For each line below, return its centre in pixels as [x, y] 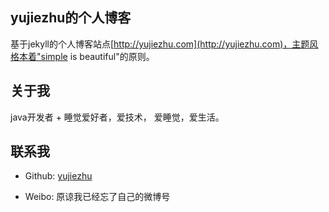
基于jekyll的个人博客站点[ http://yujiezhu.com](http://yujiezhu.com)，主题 [160, 44]
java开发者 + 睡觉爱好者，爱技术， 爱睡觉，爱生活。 [117, 117]
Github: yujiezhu [58, 176]
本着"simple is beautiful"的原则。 [86, 56]
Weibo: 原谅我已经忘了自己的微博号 [97, 197]
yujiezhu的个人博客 [71, 18]
